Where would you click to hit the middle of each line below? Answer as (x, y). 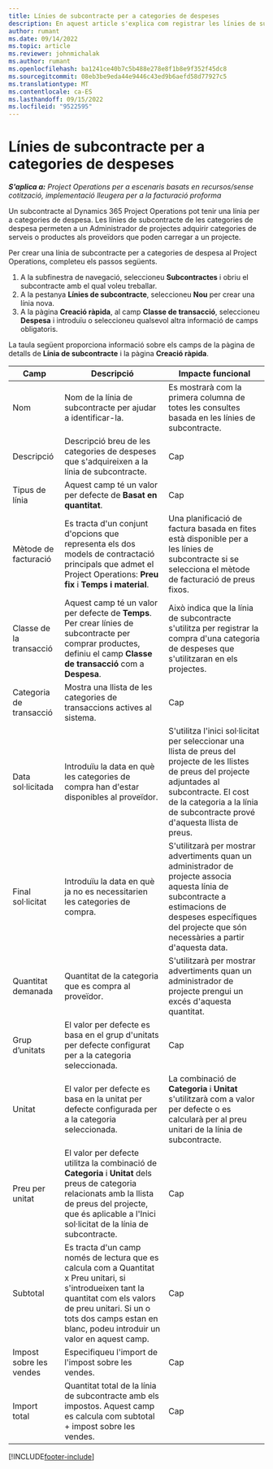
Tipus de (29, 490)
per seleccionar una (206, 741)
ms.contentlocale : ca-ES (50, 92)
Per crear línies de (99, 623)
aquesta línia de (199, 887)
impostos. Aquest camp (110, 1406)
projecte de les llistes (209, 761)
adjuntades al (194, 782)
